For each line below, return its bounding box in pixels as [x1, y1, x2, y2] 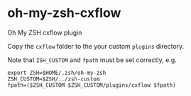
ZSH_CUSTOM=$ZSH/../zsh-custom [7, 76, 100, 83]
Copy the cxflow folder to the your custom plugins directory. [7, 42, 185, 50]
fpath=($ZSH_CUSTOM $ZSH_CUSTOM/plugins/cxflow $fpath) [7, 81, 176, 89]
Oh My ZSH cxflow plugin [7, 28, 82, 37]
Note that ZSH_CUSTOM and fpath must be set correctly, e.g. [7, 55, 178, 64]
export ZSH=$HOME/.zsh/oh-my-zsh [7, 69, 107, 76]
